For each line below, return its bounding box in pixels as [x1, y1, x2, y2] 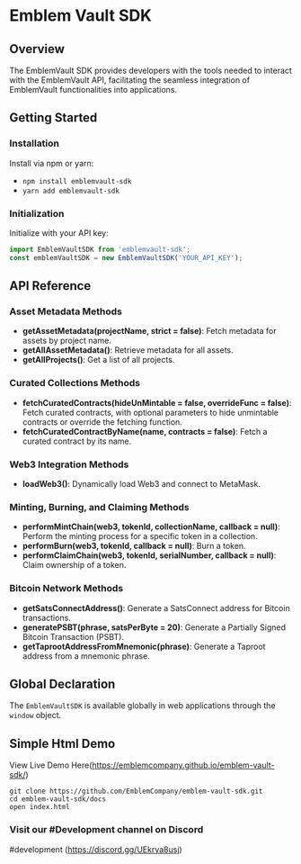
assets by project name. [22, 335, 112, 346]
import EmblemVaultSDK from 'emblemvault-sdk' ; [9, 245, 191, 254]
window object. [9, 710, 62, 721]
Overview [9, 41, 66, 57]
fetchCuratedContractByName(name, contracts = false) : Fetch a [22, 426, 268, 436]
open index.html [9, 803, 70, 812]
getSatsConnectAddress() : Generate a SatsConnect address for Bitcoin [22, 602, 290, 613]
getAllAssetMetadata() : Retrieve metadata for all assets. [22, 345, 234, 355]
